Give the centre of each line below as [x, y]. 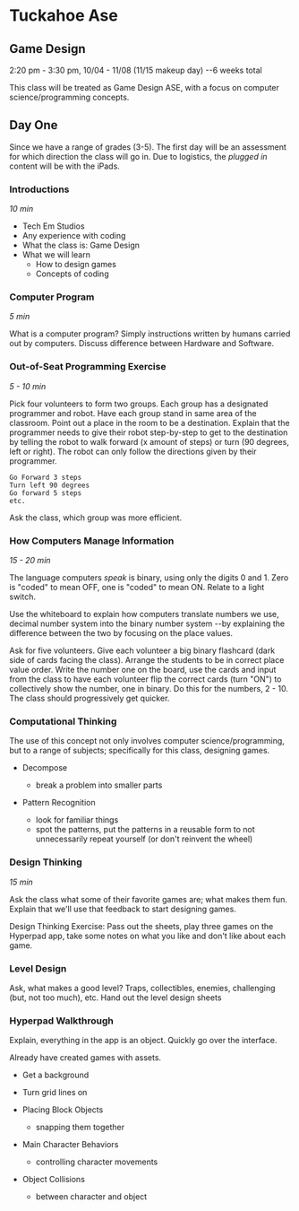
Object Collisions [53, 1180]
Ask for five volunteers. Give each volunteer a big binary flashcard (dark [142, 650]
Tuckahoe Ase [64, 16]
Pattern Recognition [59, 803]
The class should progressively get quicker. [90, 698]
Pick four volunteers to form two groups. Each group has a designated [139, 404]
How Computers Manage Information [92, 541]
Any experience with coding [74, 236]
